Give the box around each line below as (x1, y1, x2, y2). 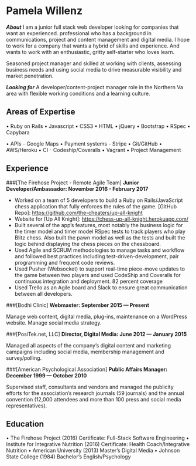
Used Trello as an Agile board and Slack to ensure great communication (14, 283, 188, 291)
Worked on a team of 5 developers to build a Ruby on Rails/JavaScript (14, 197, 183, 204)
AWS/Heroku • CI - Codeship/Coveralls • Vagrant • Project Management (6, 146, 181, 153)
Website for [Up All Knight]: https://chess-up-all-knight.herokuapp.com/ (14, 215, 189, 222)
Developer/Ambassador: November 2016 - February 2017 (6, 185, 149, 192)
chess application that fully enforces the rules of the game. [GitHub (14, 202, 177, 210)
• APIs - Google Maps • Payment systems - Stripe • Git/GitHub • (6, 140, 163, 147)
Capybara (6, 129, 30, 136)
